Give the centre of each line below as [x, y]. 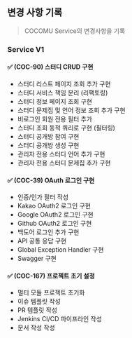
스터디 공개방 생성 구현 [48, 145]
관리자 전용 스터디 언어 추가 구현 [61, 154]
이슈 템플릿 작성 [39, 302]
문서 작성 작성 [36, 327]
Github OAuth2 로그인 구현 [54, 224]
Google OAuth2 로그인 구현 [55, 215]
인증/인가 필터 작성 [43, 197]
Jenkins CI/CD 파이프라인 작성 [60, 319]
